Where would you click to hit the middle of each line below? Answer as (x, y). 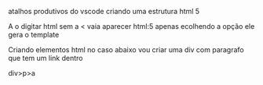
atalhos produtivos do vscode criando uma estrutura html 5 (104, 11)
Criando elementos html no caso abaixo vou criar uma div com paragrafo (126, 50)
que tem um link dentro (46, 58)
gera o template (34, 35)
